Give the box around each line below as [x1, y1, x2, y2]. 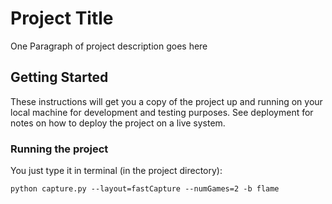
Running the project [10, 142, 109, 156]
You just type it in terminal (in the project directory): [10, 165, 223, 177]
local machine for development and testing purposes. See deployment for [10, 106, 314, 118]
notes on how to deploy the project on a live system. [10, 117, 226, 129]
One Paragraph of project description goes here [10, 40, 208, 52]
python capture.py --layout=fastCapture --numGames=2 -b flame [10, 184, 280, 194]
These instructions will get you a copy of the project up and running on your [10, 95, 323, 107]
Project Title [10, 7, 114, 30]
